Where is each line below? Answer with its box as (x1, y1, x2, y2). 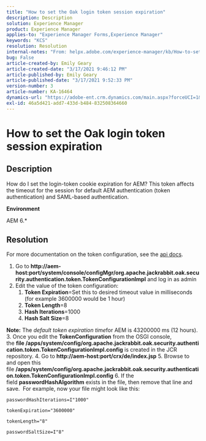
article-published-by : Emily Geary (6, 72, 97, 78)
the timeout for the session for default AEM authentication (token (6, 186, 170, 194)
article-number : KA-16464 (6, 89, 72, 95)
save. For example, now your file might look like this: (6, 385, 140, 393)
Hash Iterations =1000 (24, 308, 81, 315)
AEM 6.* (6, 217, 28, 224)
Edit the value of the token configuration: (15, 282, 119, 290)
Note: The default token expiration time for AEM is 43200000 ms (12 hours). (6, 326, 198, 334)
